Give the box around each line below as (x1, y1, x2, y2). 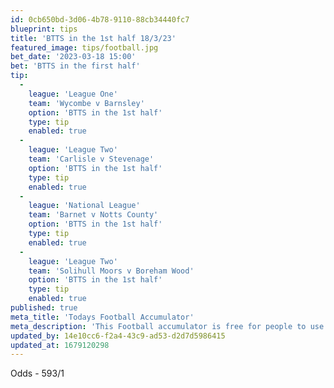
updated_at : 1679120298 (10, 340, 110, 350)
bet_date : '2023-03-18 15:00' (10, 52, 137, 62)
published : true (10, 303, 78, 313)
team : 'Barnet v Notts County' (28, 210, 159, 220)
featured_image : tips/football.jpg (10, 42, 159, 53)
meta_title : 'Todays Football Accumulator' (10, 312, 195, 322)
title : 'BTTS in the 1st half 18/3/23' (10, 33, 177, 43)
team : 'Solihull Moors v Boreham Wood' (28, 266, 195, 276)
